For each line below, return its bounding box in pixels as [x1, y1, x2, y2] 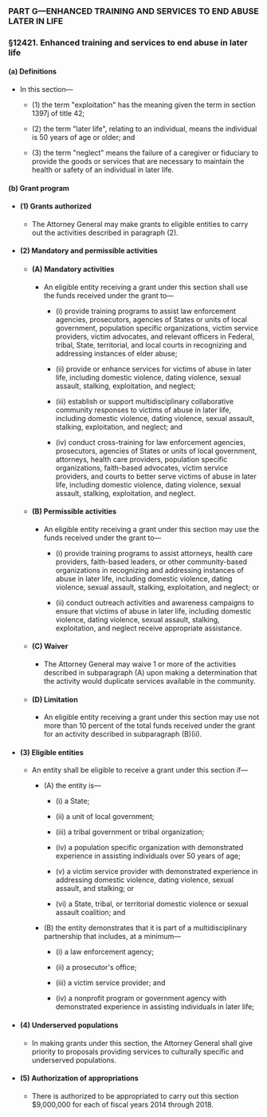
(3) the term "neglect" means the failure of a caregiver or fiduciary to [31, 148, 259, 157]
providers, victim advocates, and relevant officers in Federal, [55, 332, 255, 341]
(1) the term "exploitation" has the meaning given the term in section [31, 100, 257, 109]
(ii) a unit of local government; [55, 812, 155, 821]
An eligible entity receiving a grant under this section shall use [43, 282, 249, 292]
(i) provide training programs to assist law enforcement [55, 306, 237, 316]
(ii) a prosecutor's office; [55, 963, 137, 972]
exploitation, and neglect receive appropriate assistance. [55, 623, 242, 633]
